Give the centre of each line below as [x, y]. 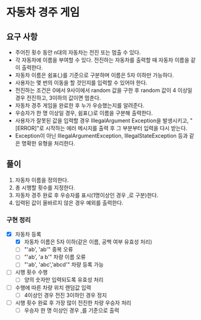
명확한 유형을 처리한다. [48, 143]
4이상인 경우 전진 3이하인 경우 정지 [65, 295]
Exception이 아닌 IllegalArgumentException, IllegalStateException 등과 [101, 136]
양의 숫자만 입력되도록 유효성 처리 [64, 280]
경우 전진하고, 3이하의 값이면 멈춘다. [58, 98]
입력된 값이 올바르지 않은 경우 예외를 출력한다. [69, 202]
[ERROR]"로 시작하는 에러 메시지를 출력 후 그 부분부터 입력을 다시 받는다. [101, 128]
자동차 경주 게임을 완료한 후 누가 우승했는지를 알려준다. [80, 105]
